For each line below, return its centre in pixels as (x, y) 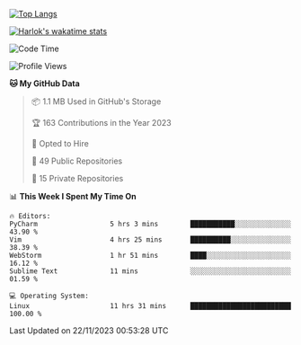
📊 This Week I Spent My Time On (73, 196)
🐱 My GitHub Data (45, 84)
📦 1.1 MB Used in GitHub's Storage (96, 102)
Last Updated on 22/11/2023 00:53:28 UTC (89, 331)
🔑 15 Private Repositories (77, 178)
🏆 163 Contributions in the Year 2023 (102, 123)
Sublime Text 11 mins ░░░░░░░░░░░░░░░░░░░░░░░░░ (150, 271)
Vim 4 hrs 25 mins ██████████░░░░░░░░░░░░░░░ (150, 240)
